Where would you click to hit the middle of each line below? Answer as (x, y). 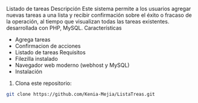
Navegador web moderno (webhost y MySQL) (72, 65)
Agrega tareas (33, 39)
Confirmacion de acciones (48, 46)
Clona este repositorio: (43, 83)
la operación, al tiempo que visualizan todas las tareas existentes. (88, 21)
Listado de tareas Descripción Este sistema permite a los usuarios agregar (99, 9)
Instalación (29, 71)
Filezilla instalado (37, 59)
